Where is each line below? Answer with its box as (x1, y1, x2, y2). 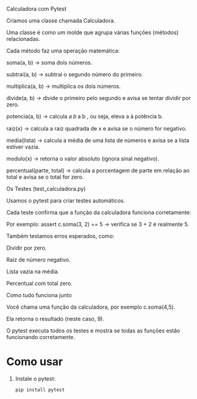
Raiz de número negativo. (6, 256, 71, 263)
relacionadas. (6, 35, 41, 42)
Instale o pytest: (15, 375, 56, 382)
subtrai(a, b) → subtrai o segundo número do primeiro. (6, 71, 143, 78)
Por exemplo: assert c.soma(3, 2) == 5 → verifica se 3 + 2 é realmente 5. (6, 221, 189, 228)
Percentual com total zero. (6, 280, 73, 287)
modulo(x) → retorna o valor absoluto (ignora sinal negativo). (6, 155, 160, 162)
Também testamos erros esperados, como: (6, 232, 115, 240)
